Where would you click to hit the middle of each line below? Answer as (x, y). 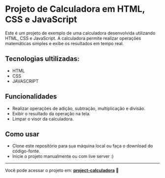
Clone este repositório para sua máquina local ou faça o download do (82, 146)
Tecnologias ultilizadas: (42, 59)
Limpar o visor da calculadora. (43, 119)
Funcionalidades (31, 97)
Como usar (22, 134)
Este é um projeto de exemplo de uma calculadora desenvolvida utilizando (80, 33)
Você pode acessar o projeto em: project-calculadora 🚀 (62, 171)
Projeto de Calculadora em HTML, (75, 9)
